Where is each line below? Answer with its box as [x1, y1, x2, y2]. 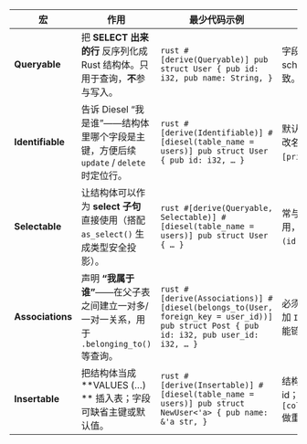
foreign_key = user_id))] [160, 312, 273, 322]
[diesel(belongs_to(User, [160, 302, 273, 312]
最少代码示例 [188, 14, 245, 26]
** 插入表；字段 [80, 392, 151, 405]
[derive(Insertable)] [160, 380, 254, 390]
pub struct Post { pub [160, 321, 259, 331]
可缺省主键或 [80, 406, 137, 418]
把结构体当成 [80, 367, 137, 379]
